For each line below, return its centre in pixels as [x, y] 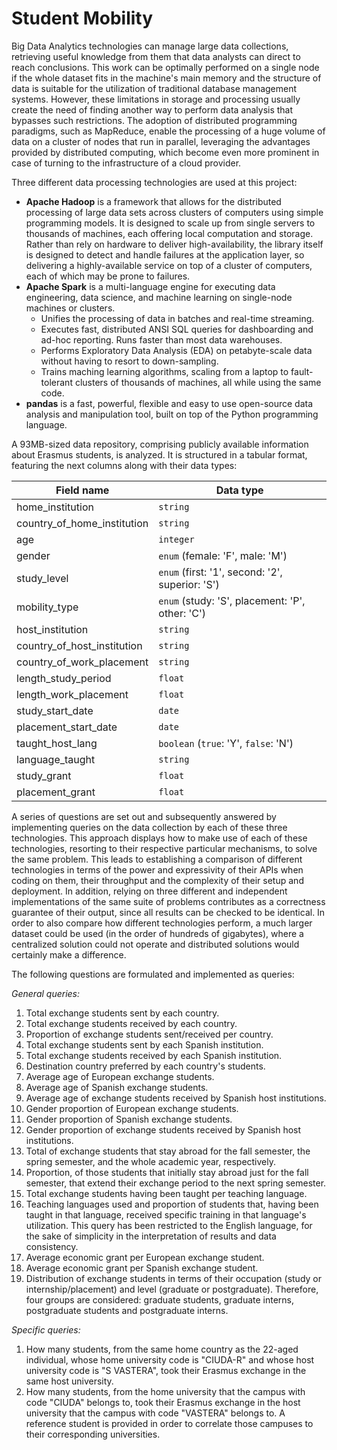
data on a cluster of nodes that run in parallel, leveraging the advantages [161, 141]
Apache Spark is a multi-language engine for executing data [150, 286]
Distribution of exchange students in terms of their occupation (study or [173, 1278]
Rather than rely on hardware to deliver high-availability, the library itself [174, 244]
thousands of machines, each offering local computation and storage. [169, 233]
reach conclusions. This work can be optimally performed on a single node [165, 67]
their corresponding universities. [93, 1434]
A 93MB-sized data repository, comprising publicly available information [160, 444]
